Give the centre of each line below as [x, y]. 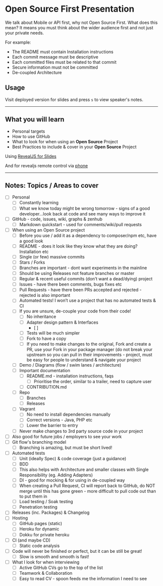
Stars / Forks [32, 262]
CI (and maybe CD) [31, 540]
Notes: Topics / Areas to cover [52, 186]
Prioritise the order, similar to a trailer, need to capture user [93, 381]
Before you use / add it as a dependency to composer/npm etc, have [88, 235]
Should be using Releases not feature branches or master [77, 273]
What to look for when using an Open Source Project [65, 141]
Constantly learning [39, 203]
